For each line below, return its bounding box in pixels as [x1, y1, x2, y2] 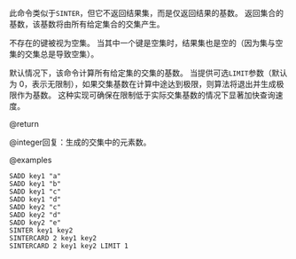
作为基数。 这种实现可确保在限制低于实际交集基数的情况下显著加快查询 [16, 90, 276, 100]
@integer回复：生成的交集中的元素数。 [9, 137, 152, 147]
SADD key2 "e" [9, 218, 62, 227]
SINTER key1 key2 [9, 226, 74, 235]
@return [9, 119, 40, 129]
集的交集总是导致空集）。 [9, 49, 99, 59]
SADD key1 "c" [9, 187, 62, 196]
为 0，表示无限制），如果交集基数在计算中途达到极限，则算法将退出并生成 [9, 79, 277, 89]
